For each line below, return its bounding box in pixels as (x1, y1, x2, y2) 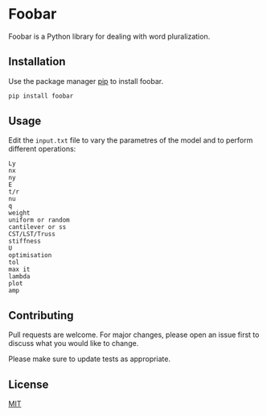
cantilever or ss (8, 223, 67, 231)
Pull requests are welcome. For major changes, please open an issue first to (8, 330, 260, 339)
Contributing (8, 308, 74, 322)
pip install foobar (8, 92, 74, 100)
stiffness (8, 237, 42, 246)
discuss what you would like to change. (8, 339, 139, 348)
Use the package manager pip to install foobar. (8, 76, 163, 85)
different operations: (8, 144, 76, 154)
